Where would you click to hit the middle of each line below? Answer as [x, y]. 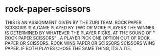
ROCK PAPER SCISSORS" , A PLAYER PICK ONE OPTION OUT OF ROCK [78, 38]
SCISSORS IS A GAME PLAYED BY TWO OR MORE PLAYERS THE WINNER [80, 27]
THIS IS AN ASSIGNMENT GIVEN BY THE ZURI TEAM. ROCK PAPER [73, 22]
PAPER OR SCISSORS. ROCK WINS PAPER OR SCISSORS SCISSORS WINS [80, 43]
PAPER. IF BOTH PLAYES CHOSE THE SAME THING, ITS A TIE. [68, 48]
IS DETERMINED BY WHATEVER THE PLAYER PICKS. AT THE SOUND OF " [80, 33]
